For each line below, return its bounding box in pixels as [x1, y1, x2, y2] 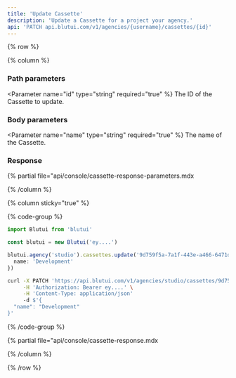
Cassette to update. [7, 97, 65, 105]
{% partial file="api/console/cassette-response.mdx [7, 336, 159, 344]
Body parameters [7, 115, 68, 124]
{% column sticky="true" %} [7, 199, 90, 207]
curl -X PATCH [7, 277, 49, 285]
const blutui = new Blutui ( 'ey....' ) [7, 239, 118, 246]
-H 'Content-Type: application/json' [22, 290, 133, 297]
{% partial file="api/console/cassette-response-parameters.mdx [7, 171, 195, 180]
